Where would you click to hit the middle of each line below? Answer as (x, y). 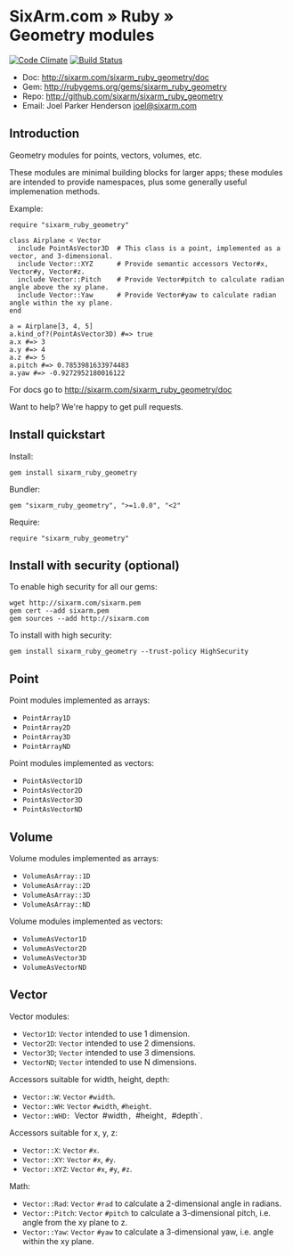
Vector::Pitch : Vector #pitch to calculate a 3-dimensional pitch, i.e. (146, 1212)
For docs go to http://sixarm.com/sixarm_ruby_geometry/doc (121, 389)
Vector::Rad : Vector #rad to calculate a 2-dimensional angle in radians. (152, 1203)
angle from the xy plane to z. (74, 1222)
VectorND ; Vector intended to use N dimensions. (110, 1062)
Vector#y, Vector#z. (48, 272)
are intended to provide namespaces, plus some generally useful (128, 182)
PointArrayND (46, 747)
